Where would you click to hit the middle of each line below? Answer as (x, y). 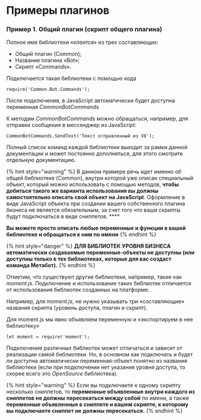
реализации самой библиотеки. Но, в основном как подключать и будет (100, 354)
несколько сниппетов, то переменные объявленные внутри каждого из (101, 392)
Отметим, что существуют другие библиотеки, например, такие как (94, 277)
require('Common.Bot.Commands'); (48, 90)
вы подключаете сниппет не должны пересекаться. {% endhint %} (94, 411)
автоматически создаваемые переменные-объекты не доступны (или (100, 253)
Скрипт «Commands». (43, 67)
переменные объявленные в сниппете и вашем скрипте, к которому (97, 404)
